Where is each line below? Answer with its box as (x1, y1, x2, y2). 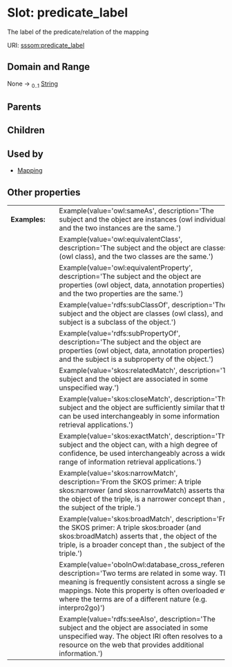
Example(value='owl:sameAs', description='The (59, 206, 214, 215)
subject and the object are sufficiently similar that (59, 403, 219, 412)
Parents (7, 101, 41, 113)
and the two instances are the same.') (59, 223, 182, 233)
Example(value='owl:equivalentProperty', (59, 262, 193, 272)
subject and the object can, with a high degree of (59, 440, 218, 449)
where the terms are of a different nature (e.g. (59, 594, 207, 603)
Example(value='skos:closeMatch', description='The (59, 394, 230, 403)
